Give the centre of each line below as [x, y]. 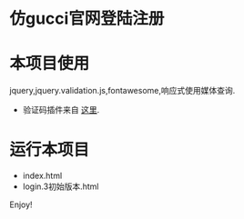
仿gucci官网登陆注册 [87, 19]
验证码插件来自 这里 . [61, 110]
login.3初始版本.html [61, 186]
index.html [42, 176]
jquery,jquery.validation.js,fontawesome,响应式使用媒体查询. [122, 91]
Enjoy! [21, 204]
